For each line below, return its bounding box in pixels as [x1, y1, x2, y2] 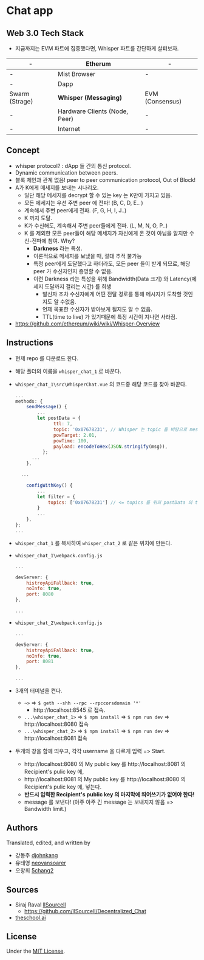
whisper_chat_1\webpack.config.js [15, 552, 103, 558]
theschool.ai [15, 914, 46, 921]
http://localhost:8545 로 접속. [33, 706, 106, 714]
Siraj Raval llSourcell [15, 901, 66, 908]
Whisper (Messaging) [57, 94, 123, 102]
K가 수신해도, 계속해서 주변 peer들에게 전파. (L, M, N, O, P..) [24, 221, 168, 229]
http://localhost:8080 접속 [24, 720, 89, 728]
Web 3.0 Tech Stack [6, 28, 84, 38]
